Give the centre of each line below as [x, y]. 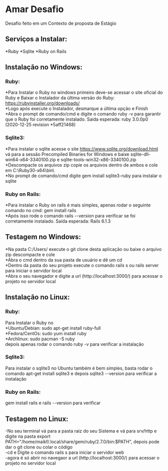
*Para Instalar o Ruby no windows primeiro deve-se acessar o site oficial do [84, 92]
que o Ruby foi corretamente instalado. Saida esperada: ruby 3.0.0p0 [77, 119]
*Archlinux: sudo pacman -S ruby [40, 339]
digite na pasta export [28, 436]
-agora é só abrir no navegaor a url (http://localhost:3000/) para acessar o [82, 457]
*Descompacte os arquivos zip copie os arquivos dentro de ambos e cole [81, 165]
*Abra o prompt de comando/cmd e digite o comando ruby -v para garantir [83, 114]
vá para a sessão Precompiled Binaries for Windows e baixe [67, 154]
